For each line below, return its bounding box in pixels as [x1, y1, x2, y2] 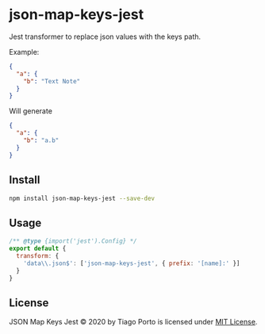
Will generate [9, 106, 52, 116]
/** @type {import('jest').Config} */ [9, 237, 137, 245]
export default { [9, 244, 67, 253]
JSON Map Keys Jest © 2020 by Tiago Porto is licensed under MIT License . [9, 317, 258, 327]
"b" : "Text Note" [23, 77, 81, 85]
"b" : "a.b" [23, 136, 60, 144]
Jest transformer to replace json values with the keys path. [9, 32, 202, 41]
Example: [9, 47, 40, 56]
